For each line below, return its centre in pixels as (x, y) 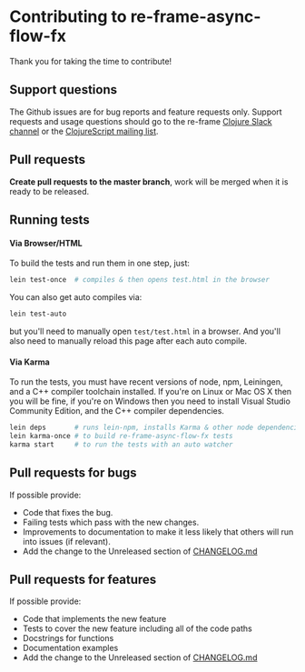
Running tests (50, 220)
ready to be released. (49, 191)
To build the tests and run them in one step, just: (100, 263)
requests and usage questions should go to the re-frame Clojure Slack (141, 121)
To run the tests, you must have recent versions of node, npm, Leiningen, (146, 382)
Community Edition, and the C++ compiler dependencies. (117, 411)
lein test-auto (38, 314)
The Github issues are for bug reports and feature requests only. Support (146, 112)
